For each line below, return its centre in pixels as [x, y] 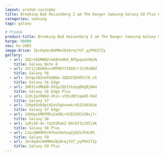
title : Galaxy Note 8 [36, 64]
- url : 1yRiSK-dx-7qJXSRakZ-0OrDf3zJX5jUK [53, 123]
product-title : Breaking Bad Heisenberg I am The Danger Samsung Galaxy [81, 37]
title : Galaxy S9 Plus [37, 146]
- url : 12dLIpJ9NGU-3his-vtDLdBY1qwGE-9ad [53, 96]
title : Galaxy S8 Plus [37, 128]
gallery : [14, 55]
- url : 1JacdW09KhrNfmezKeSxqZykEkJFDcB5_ [53, 132]
